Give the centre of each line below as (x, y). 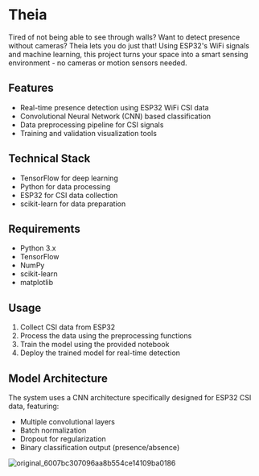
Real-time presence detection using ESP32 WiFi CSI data (114, 107)
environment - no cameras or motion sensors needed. (98, 63)
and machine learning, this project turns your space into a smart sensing (128, 54)
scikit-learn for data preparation (73, 204)
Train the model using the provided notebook (95, 345)
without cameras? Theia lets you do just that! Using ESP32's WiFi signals (129, 45)
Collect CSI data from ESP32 (68, 327)
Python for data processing (65, 186)
